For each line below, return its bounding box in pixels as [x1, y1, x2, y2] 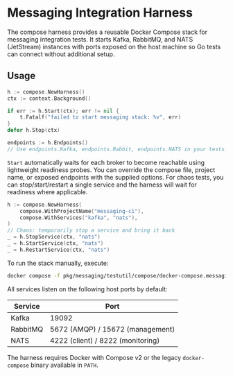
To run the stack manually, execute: [7, 259, 109, 267]
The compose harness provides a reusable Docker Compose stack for [7, 28, 208, 36]
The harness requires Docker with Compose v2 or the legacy [7, 353, 182, 361]
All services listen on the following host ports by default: [7, 284, 168, 293]
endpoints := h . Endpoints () [7, 139, 89, 146]
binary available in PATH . [31, 361, 98, 369]
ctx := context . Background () [7, 95, 92, 102]
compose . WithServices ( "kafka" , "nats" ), [19, 214, 138, 221]
